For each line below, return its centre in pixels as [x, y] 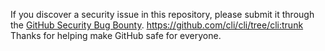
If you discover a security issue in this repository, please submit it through [162, 14]
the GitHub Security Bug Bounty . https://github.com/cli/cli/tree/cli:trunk [157, 25]
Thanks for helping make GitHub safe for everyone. [116, 35]
